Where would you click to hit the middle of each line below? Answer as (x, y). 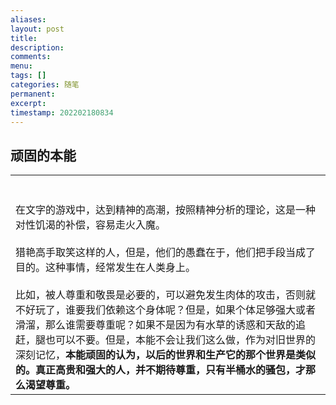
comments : (31, 57)
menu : (21, 66)
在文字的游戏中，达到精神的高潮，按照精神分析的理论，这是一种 (166, 210)
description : (37, 47)
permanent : (33, 94)
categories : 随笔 (45, 85)
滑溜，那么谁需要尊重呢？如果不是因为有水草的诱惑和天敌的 (156, 325)
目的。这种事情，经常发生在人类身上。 (106, 268)
